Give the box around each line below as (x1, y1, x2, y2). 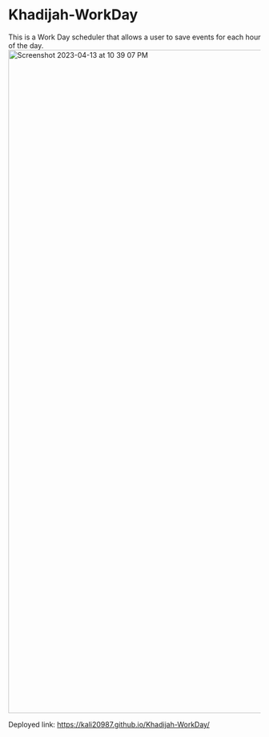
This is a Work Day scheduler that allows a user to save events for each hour (8, 32, 261, 42)
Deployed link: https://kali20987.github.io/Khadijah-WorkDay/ (8, 719, 210, 729)
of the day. (8, 40, 44, 50)
